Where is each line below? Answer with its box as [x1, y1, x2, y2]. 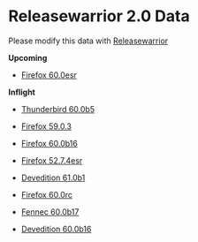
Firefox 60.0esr [20, 69, 77, 80]
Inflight [8, 87, 36, 97]
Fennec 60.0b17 [20, 206, 80, 217]
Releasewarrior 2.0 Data [8, 6, 191, 26]
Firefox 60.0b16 [20, 138, 79, 148]
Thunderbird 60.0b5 [20, 103, 95, 114]
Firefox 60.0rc [20, 189, 72, 200]
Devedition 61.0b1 [20, 172, 86, 183]
